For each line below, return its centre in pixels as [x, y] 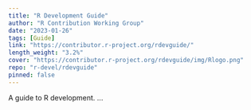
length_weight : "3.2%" [46, 53]
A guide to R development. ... [56, 97]
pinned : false [32, 75]
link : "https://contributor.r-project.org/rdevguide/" [101, 45]
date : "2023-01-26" [41, 30]
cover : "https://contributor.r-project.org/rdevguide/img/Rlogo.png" [126, 61]
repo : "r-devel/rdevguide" [53, 68]
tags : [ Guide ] [32, 38]
